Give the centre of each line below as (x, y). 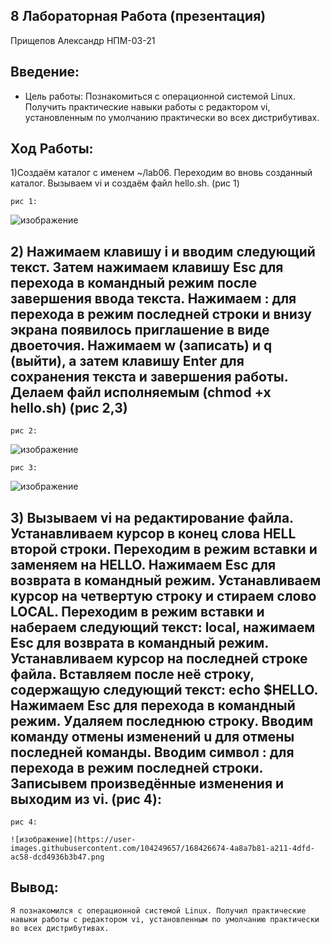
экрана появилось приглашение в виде (140, 329)
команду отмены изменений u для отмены (152, 736)
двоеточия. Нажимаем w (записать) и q (141, 345)
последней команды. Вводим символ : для (152, 752)
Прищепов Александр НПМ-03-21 (83, 40)
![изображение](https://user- (73, 840)
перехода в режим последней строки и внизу (161, 314)
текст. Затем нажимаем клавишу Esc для (147, 267)
